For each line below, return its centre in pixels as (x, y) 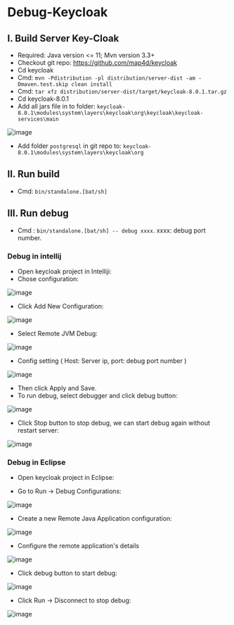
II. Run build (33, 174)
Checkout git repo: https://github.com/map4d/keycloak (97, 63)
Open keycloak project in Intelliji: (64, 271)
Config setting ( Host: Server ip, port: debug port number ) (102, 361)
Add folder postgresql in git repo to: (69, 146)
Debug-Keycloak (58, 12)
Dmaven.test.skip (43, 85)
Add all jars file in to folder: (56, 106)
